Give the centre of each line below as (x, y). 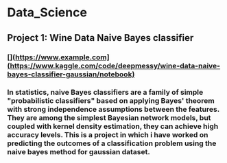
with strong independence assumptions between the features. (113, 109)
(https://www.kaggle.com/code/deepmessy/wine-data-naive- (114, 65)
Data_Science (47, 13)
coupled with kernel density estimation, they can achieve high (113, 126)
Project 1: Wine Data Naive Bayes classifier (100, 38)
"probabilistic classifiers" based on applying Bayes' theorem (111, 101)
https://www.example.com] (62, 57)
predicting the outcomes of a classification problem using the (112, 143)
